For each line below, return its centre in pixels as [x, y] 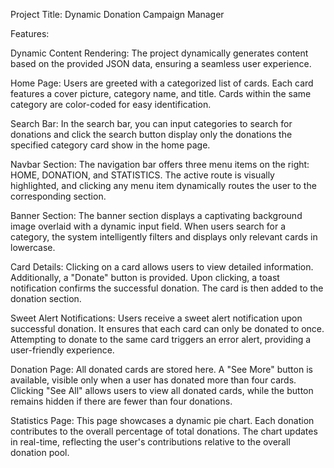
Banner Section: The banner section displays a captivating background [156, 215]
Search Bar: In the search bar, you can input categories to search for [151, 123]
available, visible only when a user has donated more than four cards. [153, 380]
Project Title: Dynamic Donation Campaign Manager [117, 14]
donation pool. [40, 452]
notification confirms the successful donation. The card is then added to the [167, 288]
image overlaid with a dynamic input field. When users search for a [148, 226]
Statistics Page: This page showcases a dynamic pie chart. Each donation [162, 420]
